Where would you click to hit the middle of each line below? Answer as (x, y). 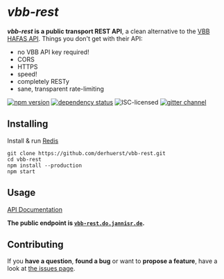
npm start (21, 171)
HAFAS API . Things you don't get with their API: (75, 38)
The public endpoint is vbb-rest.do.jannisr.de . (76, 223)
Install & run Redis (33, 141)
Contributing (35, 244)
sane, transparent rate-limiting (60, 89)
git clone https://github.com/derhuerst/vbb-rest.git (87, 153)
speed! (27, 74)
